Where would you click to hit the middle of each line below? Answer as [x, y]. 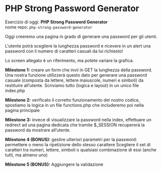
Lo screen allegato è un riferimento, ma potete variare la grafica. [70, 60]
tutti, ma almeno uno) [26, 155]
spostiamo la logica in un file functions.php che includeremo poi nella [74, 105]
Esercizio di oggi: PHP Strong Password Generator [56, 22]
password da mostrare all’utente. [38, 130]
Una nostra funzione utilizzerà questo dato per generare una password [76, 75]
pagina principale [22, 110]
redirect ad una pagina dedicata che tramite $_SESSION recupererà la [75, 125]
